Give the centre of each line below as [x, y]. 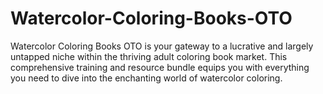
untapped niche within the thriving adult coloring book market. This [149, 56]
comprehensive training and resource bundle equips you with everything [160, 67]
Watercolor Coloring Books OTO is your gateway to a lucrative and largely [162, 46]
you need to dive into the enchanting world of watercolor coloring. [146, 78]
